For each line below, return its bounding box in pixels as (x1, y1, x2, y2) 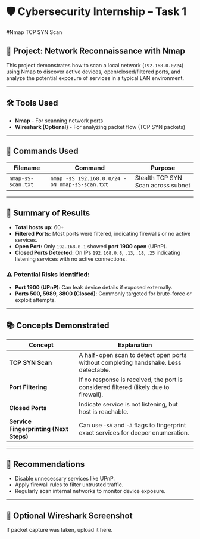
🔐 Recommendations (6, 459, 85, 469)
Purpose (151, 164, 176, 172)
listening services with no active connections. (14, 255, 127, 263)
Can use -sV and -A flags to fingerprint (79, 421, 186, 430)
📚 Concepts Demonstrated (6, 320, 110, 330)
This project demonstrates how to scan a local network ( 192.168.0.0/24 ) (6, 61, 184, 69)
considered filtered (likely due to (79, 383, 170, 392)
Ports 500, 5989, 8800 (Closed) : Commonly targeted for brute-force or (14, 290, 192, 297)
